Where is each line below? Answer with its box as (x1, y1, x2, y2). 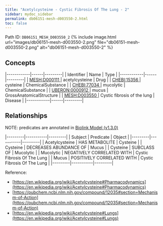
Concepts (5, 59, 36, 67)
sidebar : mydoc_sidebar (5, 12, 54, 17)
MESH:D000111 (29, 77, 59, 83)
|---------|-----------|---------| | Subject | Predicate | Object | (5, 134, 129, 140)
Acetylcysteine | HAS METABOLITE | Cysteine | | (45, 139, 142, 145)
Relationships (5, 112, 48, 120)
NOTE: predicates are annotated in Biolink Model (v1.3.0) (5, 124, 118, 130)
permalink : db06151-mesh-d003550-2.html (5, 16, 89, 21)
